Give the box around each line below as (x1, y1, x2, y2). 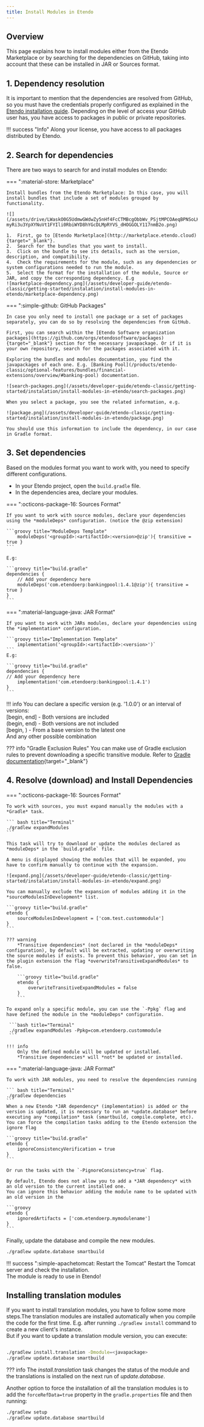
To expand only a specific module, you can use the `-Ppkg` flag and (6, 1006, 186, 1012)
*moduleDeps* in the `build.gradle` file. (6, 846, 115, 852)
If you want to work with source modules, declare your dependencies (6, 512, 186, 519)
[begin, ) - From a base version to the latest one (6, 726, 126, 733)
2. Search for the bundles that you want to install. (6, 243, 148, 250)
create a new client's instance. (6, 1326, 83, 1333)
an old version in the (6, 1194, 64, 1200)
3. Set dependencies (6, 448, 86, 458)
